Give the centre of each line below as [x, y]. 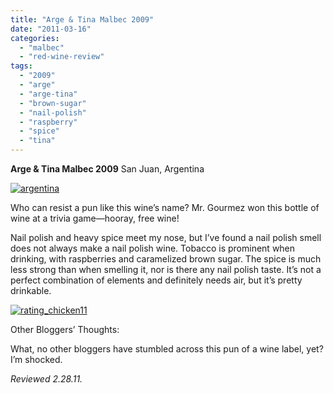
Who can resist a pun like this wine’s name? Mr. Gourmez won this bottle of [165, 207]
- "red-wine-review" [62, 57]
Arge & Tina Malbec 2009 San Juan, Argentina [107, 169]
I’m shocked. [36, 359]
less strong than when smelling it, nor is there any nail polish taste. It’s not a [166, 269]
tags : [21, 66]
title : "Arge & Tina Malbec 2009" [82, 19]
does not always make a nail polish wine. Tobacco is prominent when [153, 248]
